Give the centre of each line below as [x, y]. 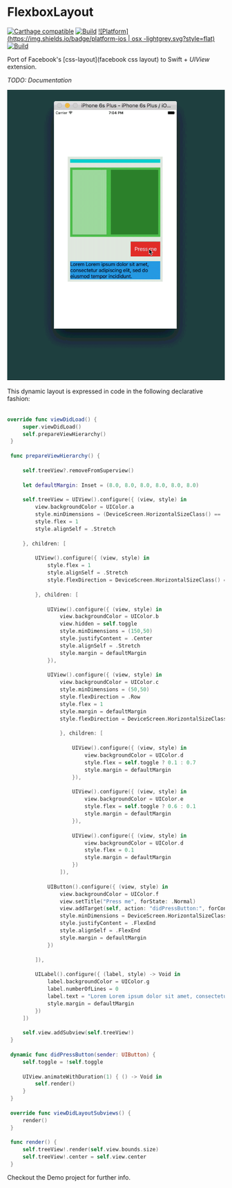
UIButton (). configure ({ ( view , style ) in [108, 887]
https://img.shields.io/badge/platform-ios [68, 38]
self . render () [55, 1084]
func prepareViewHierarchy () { [55, 456]
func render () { [33, 1142]
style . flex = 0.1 [109, 850]
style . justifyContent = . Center [106, 638]
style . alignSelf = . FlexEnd [100, 930]
